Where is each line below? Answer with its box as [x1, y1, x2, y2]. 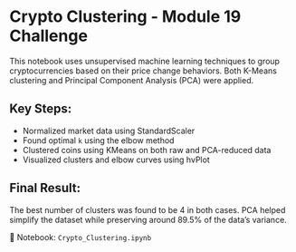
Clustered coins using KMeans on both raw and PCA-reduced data [22, 144, 272, 155]
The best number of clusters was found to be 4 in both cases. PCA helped [9, 204, 286, 215]
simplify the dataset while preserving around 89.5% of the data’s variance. [9, 214, 287, 225]
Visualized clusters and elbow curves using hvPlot [22, 154, 210, 165]
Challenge [9, 25, 89, 46]
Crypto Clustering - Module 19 [9, 6, 242, 27]
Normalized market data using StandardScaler [22, 125, 196, 136]
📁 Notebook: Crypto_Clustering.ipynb [9, 231, 152, 242]
